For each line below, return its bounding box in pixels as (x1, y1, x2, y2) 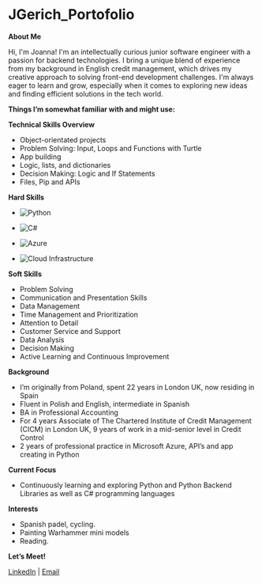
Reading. (19, 536, 49, 545)
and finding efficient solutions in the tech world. (8, 89, 163, 98)
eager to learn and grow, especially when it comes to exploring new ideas (8, 81, 248, 90)
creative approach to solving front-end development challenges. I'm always (8, 72, 254, 82)
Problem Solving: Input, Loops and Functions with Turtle (19, 143, 202, 153)
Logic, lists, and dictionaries (19, 160, 111, 169)
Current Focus (8, 465, 57, 474)
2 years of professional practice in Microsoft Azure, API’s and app (19, 441, 234, 450)
